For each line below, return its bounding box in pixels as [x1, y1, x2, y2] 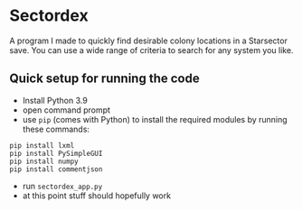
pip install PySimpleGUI [9, 149, 103, 158]
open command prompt [22, 105, 111, 115]
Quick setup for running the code [9, 71, 201, 87]
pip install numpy [9, 157, 79, 166]
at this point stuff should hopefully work [22, 190, 172, 201]
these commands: [22, 123, 90, 134]
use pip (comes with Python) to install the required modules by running [22, 114, 288, 124]
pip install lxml [9, 141, 75, 150]
